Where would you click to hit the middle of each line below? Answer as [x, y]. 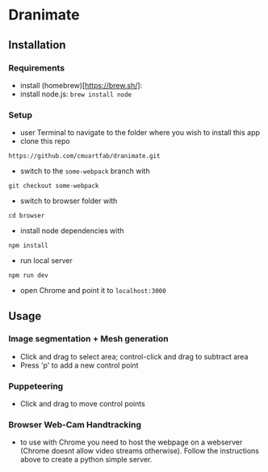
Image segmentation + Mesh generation [88, 339]
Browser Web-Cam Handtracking [75, 425]
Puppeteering [36, 386]
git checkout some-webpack [54, 186]
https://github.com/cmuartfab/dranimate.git [84, 156]
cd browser [27, 216]
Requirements [37, 68]
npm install [28, 246]
